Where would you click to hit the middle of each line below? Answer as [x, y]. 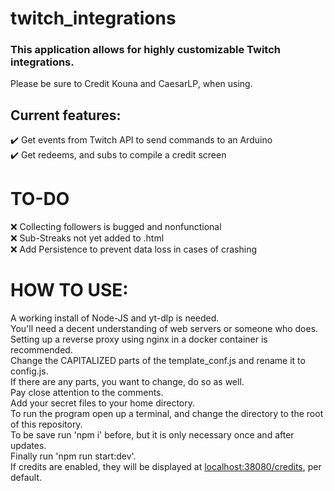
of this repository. [46, 424]
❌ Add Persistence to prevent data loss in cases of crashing [134, 249]
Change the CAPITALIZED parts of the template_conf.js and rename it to [158, 361]
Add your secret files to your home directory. [102, 403]
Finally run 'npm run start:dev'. [73, 456]
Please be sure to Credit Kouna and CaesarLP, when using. [131, 84]
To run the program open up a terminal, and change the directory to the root [167, 414]
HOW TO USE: [69, 290]
